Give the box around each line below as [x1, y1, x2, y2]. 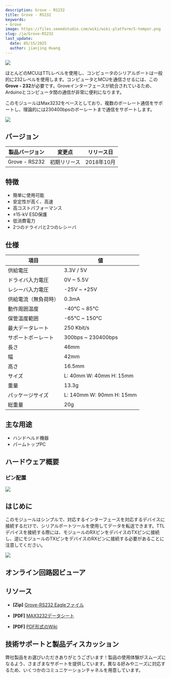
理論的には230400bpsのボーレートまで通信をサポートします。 [22, 106, 155, 113]
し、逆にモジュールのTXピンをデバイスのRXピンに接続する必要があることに [5, 536, 164, 542]
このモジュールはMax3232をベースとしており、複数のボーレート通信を [5, 100, 154, 106]
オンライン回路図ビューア [5, 568, 86, 577]
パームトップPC [12, 441, 46, 447]
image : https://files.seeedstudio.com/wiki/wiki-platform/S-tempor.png [5, 27, 161, 32]
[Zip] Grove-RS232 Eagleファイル [12, 602, 84, 608]
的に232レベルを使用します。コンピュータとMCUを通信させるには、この [5, 76, 158, 82]
